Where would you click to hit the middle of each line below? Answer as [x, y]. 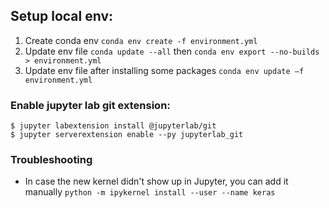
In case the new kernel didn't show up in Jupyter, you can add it [156, 181]
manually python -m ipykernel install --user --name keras [150, 192]
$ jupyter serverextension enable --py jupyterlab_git [127, 135]
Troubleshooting [51, 160]
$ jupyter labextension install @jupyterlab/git [113, 126]
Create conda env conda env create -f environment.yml [141, 40]
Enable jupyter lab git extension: [90, 105]
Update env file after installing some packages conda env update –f [164, 70]
